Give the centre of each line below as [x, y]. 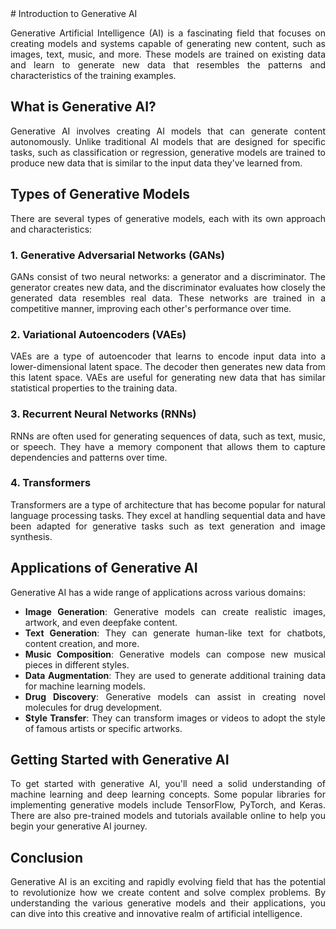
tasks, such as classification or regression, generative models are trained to [168, 152]
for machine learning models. [85, 686]
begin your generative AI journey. [79, 826]
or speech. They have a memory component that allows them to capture [168, 446]
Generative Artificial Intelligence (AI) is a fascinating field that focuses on [168, 33]
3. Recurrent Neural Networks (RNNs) [103, 414]
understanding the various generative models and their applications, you [168, 903]
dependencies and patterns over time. [89, 457]
